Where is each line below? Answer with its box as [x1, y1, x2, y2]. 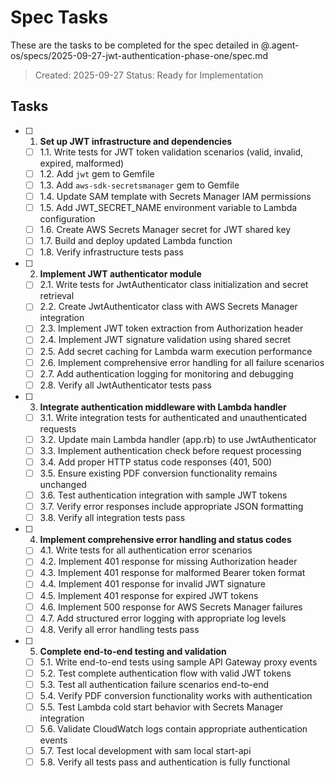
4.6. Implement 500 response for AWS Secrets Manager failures [39, 601, 303, 613]
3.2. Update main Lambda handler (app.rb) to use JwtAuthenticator [39, 433, 317, 445]
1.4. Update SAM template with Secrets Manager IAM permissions [39, 190, 312, 202]
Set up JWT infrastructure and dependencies [39, 135, 233, 147]
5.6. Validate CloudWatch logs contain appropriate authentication [39, 723, 308, 735]
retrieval [39, 290, 75, 302]
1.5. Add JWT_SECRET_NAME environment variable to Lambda [39, 202, 298, 213]
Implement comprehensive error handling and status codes [39, 534, 292, 546]
